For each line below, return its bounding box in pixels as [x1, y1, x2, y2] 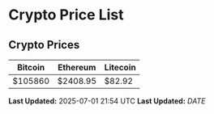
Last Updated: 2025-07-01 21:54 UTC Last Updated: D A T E [8, 96, 206, 106]
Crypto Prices [8, 38, 80, 52]
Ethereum [58, 62, 96, 73]
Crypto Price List [8, 6, 124, 24]
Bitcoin [17, 62, 45, 73]
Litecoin [104, 62, 136, 73]
